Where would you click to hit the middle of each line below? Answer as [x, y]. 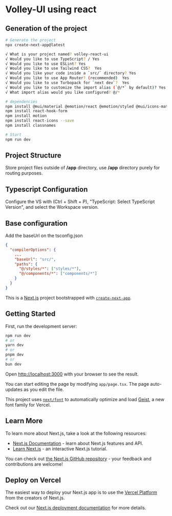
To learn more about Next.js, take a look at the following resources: [76, 433]
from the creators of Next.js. [35, 498]
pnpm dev [15, 355]
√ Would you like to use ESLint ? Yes [46, 64]
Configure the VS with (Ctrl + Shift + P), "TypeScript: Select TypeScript [80, 202]
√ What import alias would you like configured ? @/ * [63, 92]
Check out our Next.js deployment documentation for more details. [76, 508]
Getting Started [30, 314]
